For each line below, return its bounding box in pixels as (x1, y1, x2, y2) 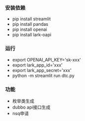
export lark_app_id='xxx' (12, 62, 63, 68)
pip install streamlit (12, 16, 51, 22)
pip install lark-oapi (12, 32, 52, 38)
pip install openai (12, 26, 47, 33)
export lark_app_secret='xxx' (12, 67, 72, 73)
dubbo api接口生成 (12, 104, 50, 110)
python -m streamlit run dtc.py (12, 72, 75, 78)
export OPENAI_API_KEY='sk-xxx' (12, 57, 82, 62)
